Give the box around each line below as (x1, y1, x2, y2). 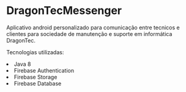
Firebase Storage (14, 73, 58, 80)
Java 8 (14, 60, 31, 68)
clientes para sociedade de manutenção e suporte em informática (6, 30, 173, 37)
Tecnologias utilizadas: (6, 48, 64, 55)
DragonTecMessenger (6, 4, 122, 18)
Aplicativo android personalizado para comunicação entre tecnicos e (6, 24, 180, 31)
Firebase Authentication (14, 66, 75, 74)
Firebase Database (14, 80, 62, 87)
